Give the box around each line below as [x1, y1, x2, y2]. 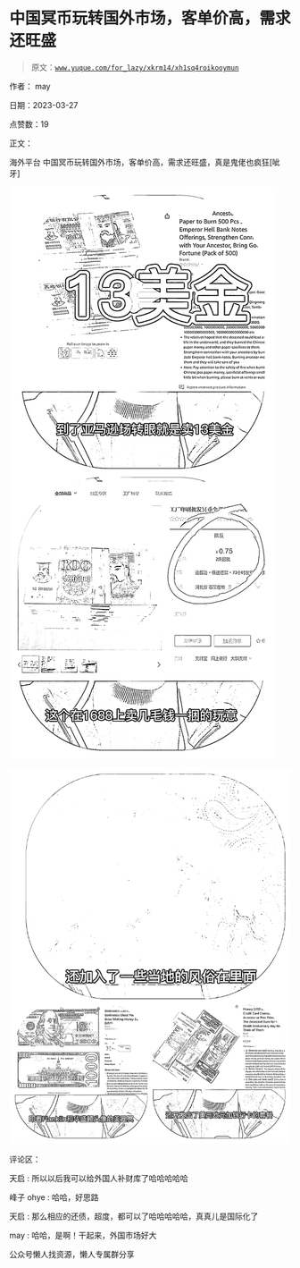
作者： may [9, 80, 51, 91]
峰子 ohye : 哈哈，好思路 [9, 1191, 100, 1203]
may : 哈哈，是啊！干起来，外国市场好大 [9, 1230, 157, 1240]
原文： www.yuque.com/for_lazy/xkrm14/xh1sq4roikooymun [30, 62, 239, 72]
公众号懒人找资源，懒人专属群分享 [9, 1248, 135, 1259]
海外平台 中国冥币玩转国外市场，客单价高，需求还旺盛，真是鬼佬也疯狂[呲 [9, 156, 281, 167]
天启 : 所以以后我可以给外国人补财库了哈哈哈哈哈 [9, 1172, 188, 1183]
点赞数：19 [9, 118, 49, 130]
